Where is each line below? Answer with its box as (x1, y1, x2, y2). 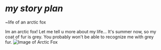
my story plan (5, 3, 63, 14)
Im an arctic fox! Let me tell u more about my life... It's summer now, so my (5, 28, 157, 34)
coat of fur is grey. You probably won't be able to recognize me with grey (5, 34, 154, 40)
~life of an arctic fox (5, 19, 46, 25)
